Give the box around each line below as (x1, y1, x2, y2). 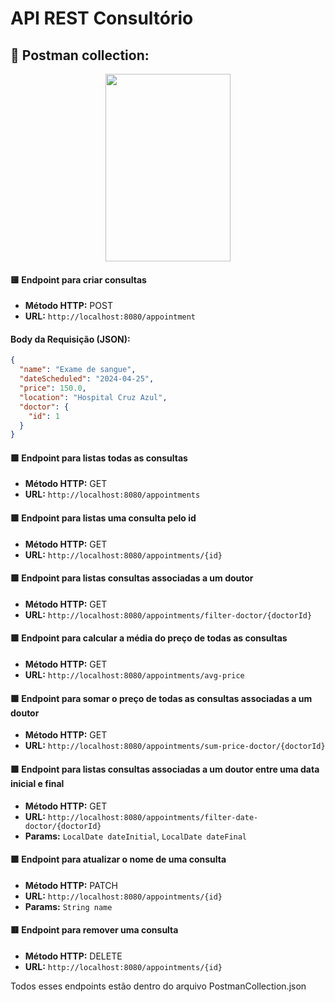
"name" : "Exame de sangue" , (19, 365, 137, 375)
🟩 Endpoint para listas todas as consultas (10, 452, 188, 464)
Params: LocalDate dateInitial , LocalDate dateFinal (24, 830, 248, 842)
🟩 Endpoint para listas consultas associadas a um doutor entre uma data (10, 763, 320, 775)
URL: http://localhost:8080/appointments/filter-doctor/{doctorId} (24, 608, 313, 621)
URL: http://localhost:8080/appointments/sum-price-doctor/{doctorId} (24, 740, 326, 752)
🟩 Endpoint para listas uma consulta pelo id (10, 512, 197, 524)
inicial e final (10, 777, 65, 789)
